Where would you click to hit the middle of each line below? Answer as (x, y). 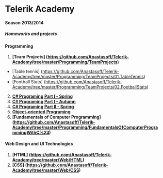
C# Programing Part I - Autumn (44, 102)
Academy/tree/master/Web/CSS (45, 170)
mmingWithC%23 (31, 133)
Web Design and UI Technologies (39, 143)
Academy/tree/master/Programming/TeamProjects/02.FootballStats (79, 87)
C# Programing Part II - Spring (43, 107)
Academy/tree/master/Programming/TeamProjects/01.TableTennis (78, 77)
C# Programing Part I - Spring (42, 96)
